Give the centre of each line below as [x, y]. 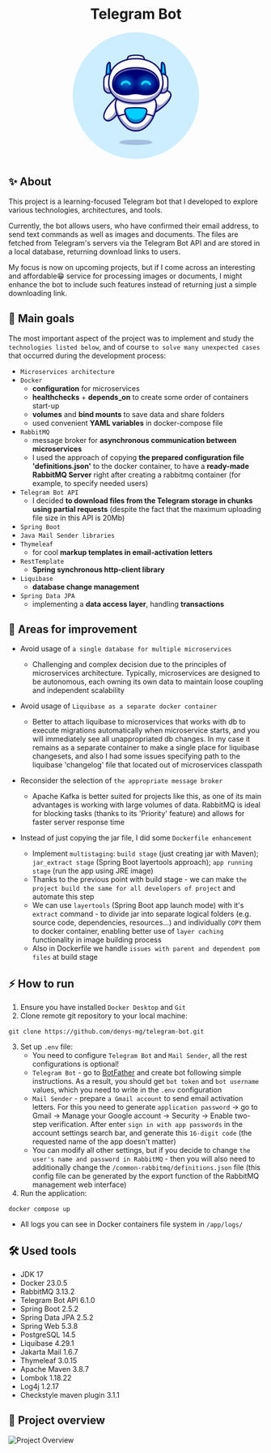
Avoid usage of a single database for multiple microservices [126, 649]
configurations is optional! [76, 1064]
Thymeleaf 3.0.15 [49, 1361]
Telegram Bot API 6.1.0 [57, 1300]
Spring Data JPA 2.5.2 [57, 1318]
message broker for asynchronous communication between [134, 440]
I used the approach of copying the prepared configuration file [138, 457]
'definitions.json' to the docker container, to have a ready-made [140, 466]
